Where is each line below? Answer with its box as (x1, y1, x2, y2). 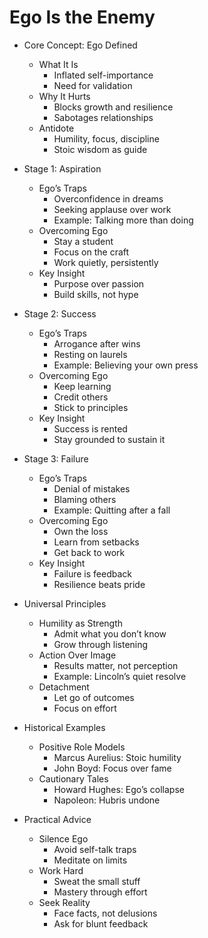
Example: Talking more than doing (53, 214, 194, 226)
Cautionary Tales (38, 772, 109, 785)
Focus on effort (53, 702, 117, 714)
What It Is (38, 58, 79, 70)
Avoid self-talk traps (53, 843, 137, 855)
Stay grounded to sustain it (53, 433, 166, 445)
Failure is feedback (53, 567, 133, 580)
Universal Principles (23, 597, 107, 610)
